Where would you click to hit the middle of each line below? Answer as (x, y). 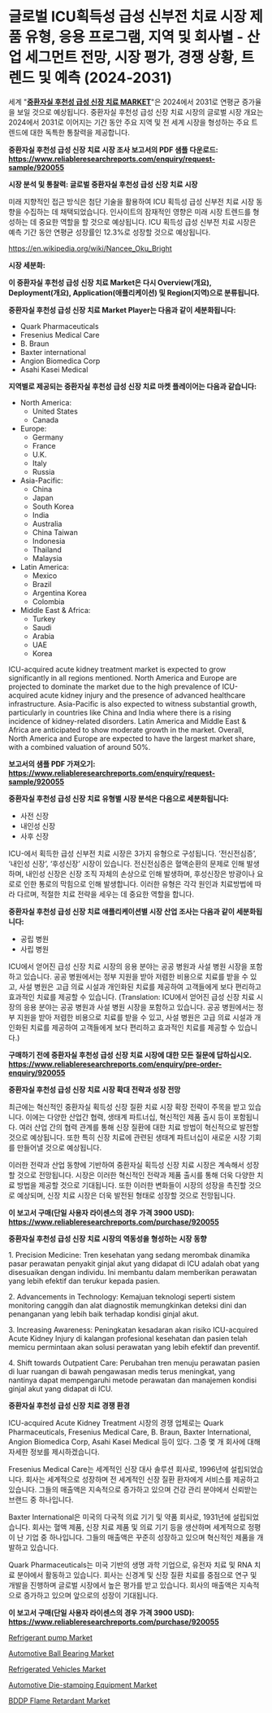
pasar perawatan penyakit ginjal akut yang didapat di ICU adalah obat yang (134, 1264)
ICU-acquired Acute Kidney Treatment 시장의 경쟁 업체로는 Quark (116, 1422)
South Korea (53, 506)
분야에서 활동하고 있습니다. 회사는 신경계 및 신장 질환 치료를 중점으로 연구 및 (137, 1575)
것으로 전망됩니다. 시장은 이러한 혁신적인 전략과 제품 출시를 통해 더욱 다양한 (136, 1175)
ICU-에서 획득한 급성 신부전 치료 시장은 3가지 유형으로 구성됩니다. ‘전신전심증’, (133, 853)
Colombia (48, 601)
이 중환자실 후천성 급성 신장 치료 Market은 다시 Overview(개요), (110, 283)
